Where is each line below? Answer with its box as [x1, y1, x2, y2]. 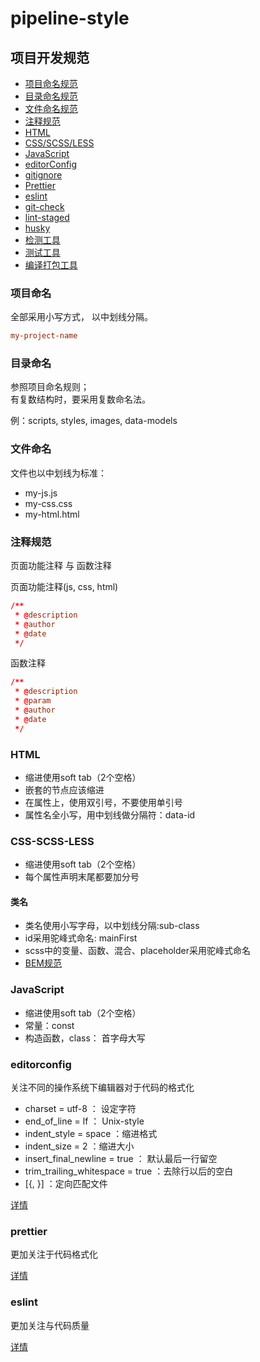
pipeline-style [10, 7, 130, 30]
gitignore [24, 169, 63, 181]
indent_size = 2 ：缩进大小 [24, 1140, 135, 1152]
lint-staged [24, 212, 70, 223]
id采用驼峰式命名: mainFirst [24, 932, 138, 944]
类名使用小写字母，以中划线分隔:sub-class [24, 920, 200, 932]
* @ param [14, 696, 52, 706]
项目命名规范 [24, 78, 78, 89]
